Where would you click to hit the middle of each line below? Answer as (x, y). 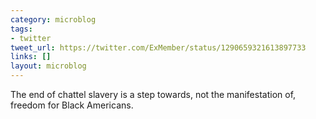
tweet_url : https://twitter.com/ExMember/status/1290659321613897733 (158, 47)
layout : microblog (48, 66)
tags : (21, 29)
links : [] (31, 57)
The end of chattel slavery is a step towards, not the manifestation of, (153, 94)
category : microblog (53, 19)
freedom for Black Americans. (72, 105)
